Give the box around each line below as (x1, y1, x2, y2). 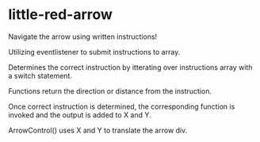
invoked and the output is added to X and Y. (8, 109, 152, 120)
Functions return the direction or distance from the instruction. (8, 86, 212, 96)
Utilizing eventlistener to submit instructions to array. (8, 47, 181, 56)
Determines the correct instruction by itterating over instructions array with (8, 62, 253, 72)
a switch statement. (8, 71, 73, 80)
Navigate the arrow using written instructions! (8, 32, 158, 41)
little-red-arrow (8, 6, 113, 24)
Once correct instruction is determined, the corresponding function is (8, 102, 235, 111)
